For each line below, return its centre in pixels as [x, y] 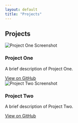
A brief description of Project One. [39, 69]
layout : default [21, 9]
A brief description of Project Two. [39, 106]
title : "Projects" [23, 14]
